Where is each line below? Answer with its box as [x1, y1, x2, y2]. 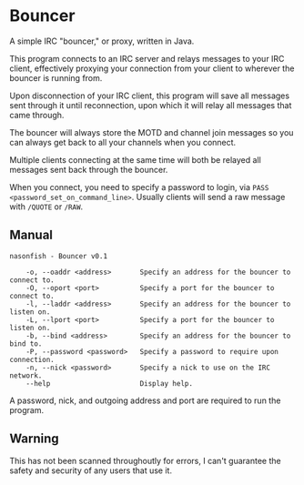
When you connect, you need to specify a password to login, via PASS [9, 181, 269, 192]
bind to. [9, 338, 43, 349]
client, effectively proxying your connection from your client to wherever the [9, 63, 295, 74]
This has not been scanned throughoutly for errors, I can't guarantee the [9, 455, 281, 466]
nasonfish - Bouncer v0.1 [9, 251, 107, 260]
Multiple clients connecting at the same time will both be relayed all [9, 154, 261, 165]
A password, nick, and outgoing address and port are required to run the [9, 395, 281, 406]
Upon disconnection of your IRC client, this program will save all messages [9, 90, 289, 101]
